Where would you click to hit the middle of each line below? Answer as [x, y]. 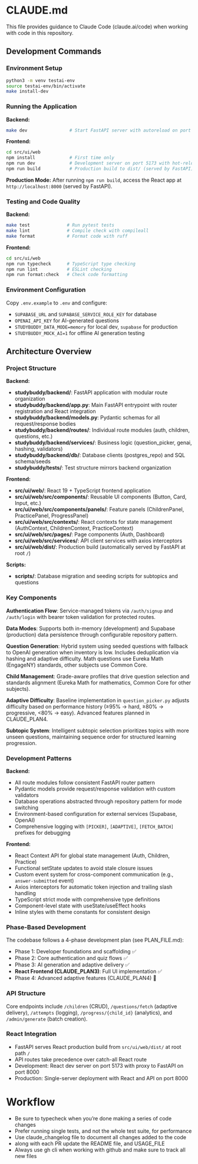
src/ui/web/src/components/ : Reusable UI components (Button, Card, [100, 497]
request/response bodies [45, 424]
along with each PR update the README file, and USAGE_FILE [90, 1143]
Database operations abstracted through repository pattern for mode [98, 801]
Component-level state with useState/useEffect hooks [80, 906]
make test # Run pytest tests [60, 225]
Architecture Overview [49, 352]
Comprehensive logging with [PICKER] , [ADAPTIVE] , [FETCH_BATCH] [94, 826]
